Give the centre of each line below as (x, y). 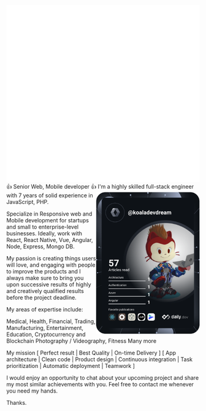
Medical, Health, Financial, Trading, (51, 321)
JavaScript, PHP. (28, 202)
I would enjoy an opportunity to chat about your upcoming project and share (103, 378)
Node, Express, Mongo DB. (40, 246)
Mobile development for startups (48, 221)
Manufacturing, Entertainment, (45, 328)
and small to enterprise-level (42, 227)
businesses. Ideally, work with (44, 233)
